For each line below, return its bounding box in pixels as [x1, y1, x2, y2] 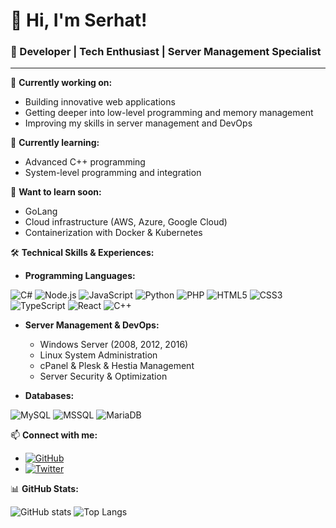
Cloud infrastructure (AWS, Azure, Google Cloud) [24, 216, 228, 228]
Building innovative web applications [24, 96, 176, 108]
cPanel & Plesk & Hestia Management [39, 360, 195, 372]
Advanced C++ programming [24, 156, 146, 168]
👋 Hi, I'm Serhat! [10, 9, 148, 32]
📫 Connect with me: [10, 429, 98, 441]
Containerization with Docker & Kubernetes [24, 227, 203, 239]
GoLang [24, 205, 58, 218]
